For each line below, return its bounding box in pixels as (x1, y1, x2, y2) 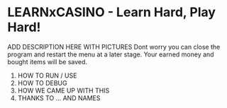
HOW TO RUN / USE (17, 71, 77, 80)
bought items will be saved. (7, 57, 87, 66)
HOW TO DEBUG (17, 78, 67, 87)
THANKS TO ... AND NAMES (17, 93, 101, 102)
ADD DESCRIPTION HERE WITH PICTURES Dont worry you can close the (7, 42, 221, 51)
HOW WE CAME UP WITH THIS (17, 86, 110, 95)
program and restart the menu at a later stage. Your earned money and (7, 50, 214, 59)
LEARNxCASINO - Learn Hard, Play (7, 4, 216, 20)
